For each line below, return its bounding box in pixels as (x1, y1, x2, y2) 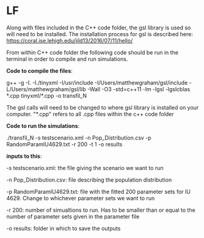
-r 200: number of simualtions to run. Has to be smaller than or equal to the (6, 206, 195, 214)
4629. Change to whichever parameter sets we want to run (6, 194, 155, 202)
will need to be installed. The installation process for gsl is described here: (6, 30, 194, 37)
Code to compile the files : (6, 67, 73, 74)
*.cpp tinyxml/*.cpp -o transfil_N (6, 92, 87, 99)
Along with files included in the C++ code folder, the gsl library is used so (6, 24, 191, 31)
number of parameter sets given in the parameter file (6, 212, 140, 220)
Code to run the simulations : (6, 122, 80, 129)
